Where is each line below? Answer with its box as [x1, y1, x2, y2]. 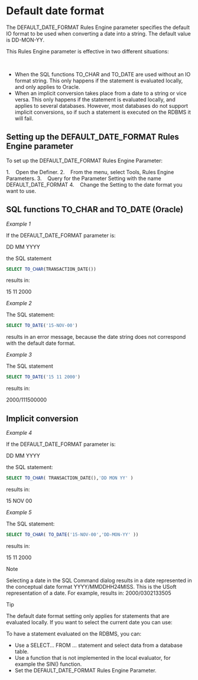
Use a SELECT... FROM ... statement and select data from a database [14, 641, 183, 649]
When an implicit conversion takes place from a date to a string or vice [14, 89, 187, 97]
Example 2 [6, 300, 33, 307]
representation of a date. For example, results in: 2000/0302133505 [6, 589, 171, 596]
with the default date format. [6, 339, 76, 347]
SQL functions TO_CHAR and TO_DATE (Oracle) [6, 204, 184, 214]
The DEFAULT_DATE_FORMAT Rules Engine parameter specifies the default [6, 24, 190, 31]
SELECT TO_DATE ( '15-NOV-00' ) [6, 323, 78, 329]
